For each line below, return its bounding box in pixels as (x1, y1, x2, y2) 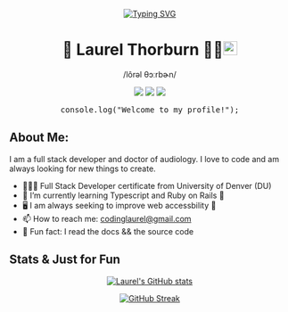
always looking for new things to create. (9, 163, 156, 174)
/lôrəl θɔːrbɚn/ (123, 69, 177, 79)
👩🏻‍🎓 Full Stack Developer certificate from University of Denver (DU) (21, 180, 272, 191)
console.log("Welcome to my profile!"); (60, 104, 240, 115)
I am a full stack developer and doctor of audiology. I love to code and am (9, 153, 279, 164)
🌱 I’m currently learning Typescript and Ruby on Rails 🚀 (21, 190, 225, 201)
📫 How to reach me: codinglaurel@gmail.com (21, 213, 192, 224)
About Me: (9, 130, 70, 145)
